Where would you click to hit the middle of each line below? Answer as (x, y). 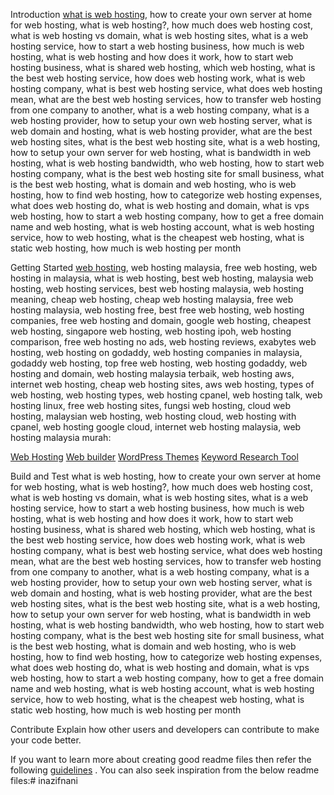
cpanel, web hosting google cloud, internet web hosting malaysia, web (156, 427)
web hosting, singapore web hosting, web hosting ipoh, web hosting (151, 331)
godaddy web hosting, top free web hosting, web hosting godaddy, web (159, 363)
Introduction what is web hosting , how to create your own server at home (161, 14)
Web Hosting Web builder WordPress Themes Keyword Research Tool (154, 457)
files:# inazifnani (44, 780)
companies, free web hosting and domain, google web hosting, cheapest (161, 320)
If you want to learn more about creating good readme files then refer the (161, 759)
